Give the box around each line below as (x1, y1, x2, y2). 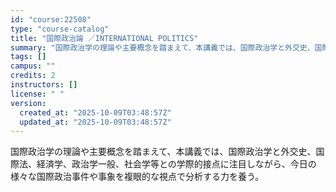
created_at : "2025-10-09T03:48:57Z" (19, 107, 172, 118)
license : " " (10, 89, 65, 99)
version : (10, 98, 47, 108)
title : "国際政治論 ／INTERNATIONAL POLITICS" (10, 33, 199, 43)
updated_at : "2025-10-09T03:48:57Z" (19, 117, 172, 127)
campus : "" (10, 61, 56, 71)
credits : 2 (10, 71, 56, 81)
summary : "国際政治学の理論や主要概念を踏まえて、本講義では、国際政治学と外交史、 (10, 42, 315, 53)
